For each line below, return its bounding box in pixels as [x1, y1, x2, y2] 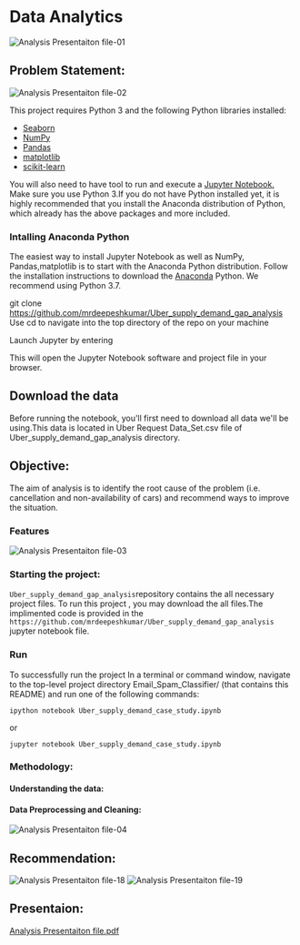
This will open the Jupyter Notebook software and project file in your [9, 352, 267, 363]
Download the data [9, 389, 119, 404]
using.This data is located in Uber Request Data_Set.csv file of [9, 422, 243, 433]
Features [9, 524, 50, 537]
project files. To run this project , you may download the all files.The [9, 598, 264, 609]
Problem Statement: [9, 63, 125, 78]
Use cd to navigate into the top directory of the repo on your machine [9, 317, 270, 329]
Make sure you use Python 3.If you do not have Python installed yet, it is [9, 188, 280, 199]
